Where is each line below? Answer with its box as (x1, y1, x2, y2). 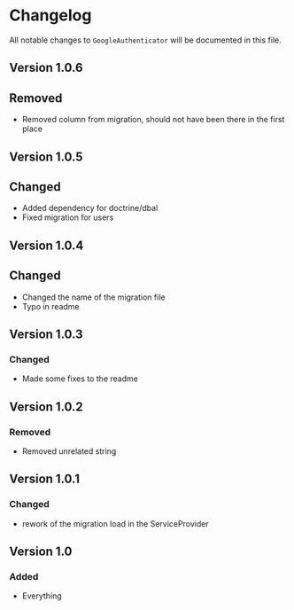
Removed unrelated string (21, 445, 117, 457)
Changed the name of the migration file (21, 292, 166, 302)
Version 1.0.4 (9, 238, 84, 253)
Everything (21, 590, 62, 601)
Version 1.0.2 (9, 399, 84, 414)
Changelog (9, 5, 92, 26)
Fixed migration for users (21, 212, 114, 223)
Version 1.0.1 (9, 472, 81, 487)
